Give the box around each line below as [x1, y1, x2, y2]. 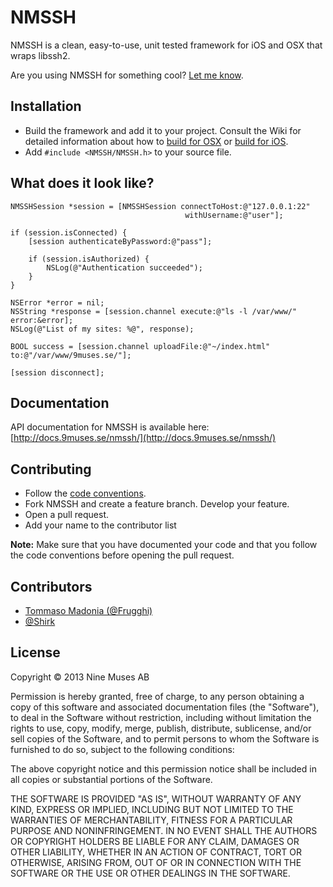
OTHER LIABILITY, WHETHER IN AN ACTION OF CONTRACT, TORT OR [10, 846, 302, 858]
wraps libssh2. [10, 49, 71, 61]
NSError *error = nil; [10, 297, 105, 308]
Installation [10, 98, 82, 115]
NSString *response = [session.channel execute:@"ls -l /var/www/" [10, 306, 298, 316]
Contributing [10, 461, 92, 478]
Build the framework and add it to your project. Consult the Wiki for [24, 124, 302, 136]
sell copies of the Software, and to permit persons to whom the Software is [10, 732, 320, 745]
